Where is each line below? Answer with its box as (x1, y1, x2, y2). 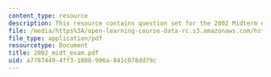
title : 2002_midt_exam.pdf (8, 49, 99, 57)
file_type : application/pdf (8, 34, 103, 43)
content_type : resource (8, 11, 89, 20)
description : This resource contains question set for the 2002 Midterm (8, 19, 258, 27)
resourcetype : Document (8, 42, 89, 50)
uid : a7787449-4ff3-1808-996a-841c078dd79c (8, 57, 157, 65)
